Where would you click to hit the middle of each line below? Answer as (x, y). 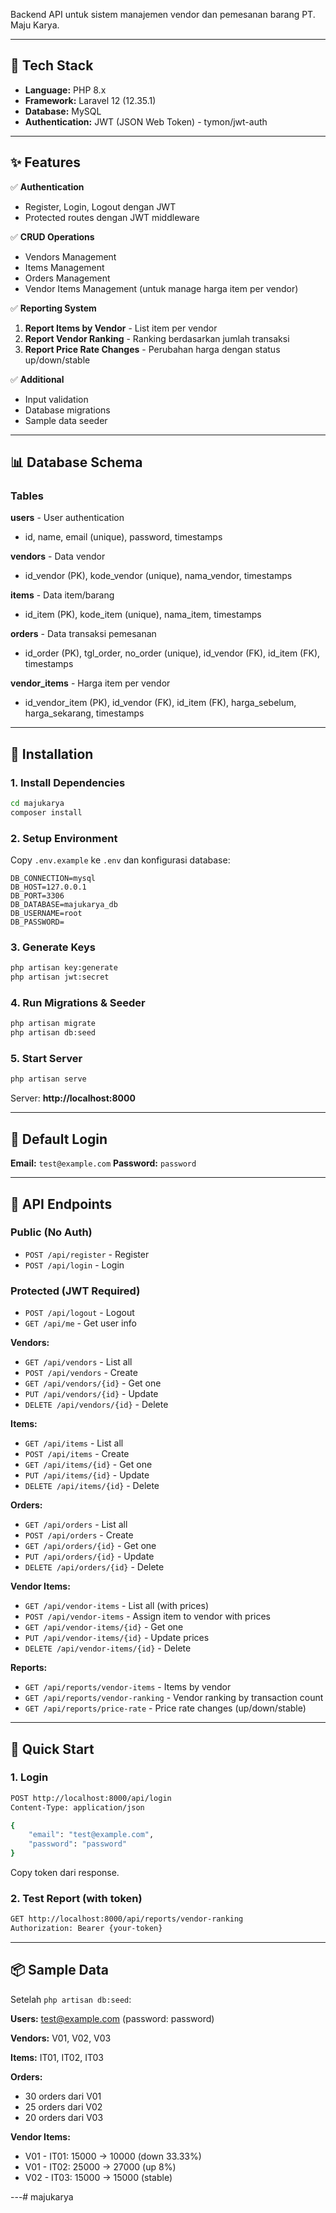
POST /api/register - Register (87, 1254)
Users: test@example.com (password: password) (112, 2018)
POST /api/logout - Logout (79, 1313)
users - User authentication (67, 518)
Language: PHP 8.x (65, 90)
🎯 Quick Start (52, 1749)
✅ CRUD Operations (52, 236)
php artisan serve (48, 1079)
